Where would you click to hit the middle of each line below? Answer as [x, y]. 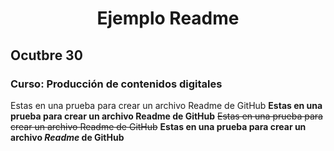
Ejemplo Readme [168, 18]
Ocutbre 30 [46, 55]
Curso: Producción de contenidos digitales [116, 84]
